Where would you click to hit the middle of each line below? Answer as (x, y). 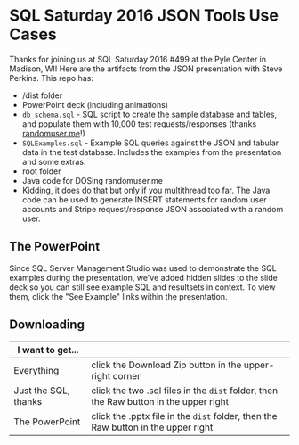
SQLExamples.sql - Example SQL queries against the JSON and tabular (150, 143)
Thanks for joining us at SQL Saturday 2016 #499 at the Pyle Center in (138, 59)
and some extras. (54, 161)
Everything (36, 370)
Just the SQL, (42, 391)
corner (126, 375)
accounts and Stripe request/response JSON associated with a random (153, 209)
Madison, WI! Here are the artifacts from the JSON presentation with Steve (146, 69)
